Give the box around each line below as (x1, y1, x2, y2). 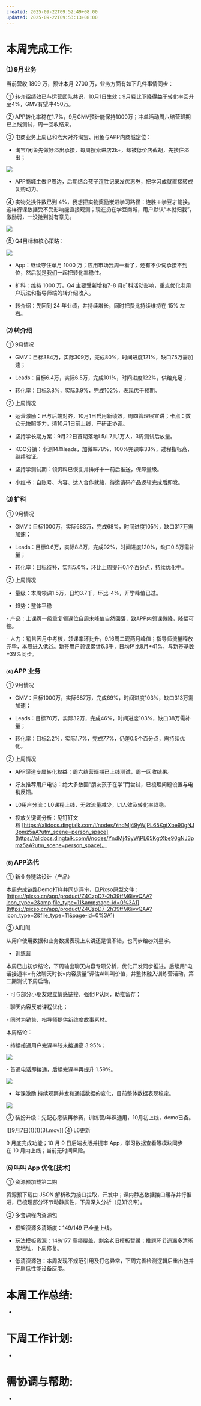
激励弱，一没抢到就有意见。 (6, 213, 75, 220)
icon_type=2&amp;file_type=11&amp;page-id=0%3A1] (6, 899, 140, 906)
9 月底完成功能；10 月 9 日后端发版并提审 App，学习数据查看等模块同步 (6, 1139, 183, 1147)
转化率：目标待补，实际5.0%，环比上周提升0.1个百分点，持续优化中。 (14, 564, 187, 571)
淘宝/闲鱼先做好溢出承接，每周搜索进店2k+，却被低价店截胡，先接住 (14, 146, 184, 154)
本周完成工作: (6, 42, 73, 56)
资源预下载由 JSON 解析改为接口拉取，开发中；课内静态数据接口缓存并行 (6, 1191, 187, 1198)
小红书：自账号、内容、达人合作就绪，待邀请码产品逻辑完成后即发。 (14, 479, 184, 486)
